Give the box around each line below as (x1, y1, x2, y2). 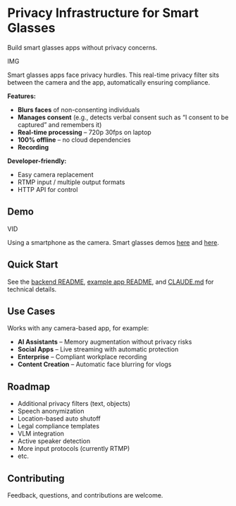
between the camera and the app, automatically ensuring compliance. (7, 78, 211, 86)
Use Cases (7, 305, 56, 317)
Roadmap (7, 380, 51, 392)
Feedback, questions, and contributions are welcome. (7, 491, 163, 499)
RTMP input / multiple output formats (17, 178, 125, 186)
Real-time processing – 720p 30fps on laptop (17, 128, 151, 136)
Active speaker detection (17, 437, 90, 445)
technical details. (7, 284, 57, 294)
